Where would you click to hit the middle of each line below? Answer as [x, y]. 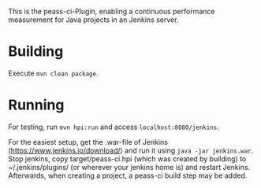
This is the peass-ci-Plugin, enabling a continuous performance [112, 11]
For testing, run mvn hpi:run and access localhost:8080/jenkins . [114, 127]
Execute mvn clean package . [53, 73]
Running [36, 105]
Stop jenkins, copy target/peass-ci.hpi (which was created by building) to [127, 159]
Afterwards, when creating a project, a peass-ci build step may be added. [128, 175]
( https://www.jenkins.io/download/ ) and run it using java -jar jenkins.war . [131, 150]
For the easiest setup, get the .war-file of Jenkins [88, 142]
